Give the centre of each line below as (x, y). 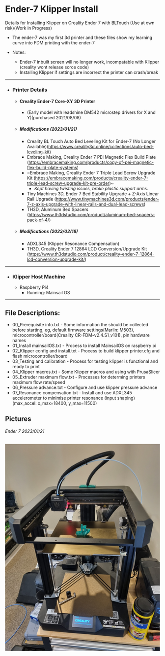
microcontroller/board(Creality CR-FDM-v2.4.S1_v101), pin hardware (81, 335)
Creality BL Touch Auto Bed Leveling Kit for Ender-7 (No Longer (91, 141)
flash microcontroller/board (40, 356)
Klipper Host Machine (39, 276)
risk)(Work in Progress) (29, 28)
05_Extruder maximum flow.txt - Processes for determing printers (79, 377)
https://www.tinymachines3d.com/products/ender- (107, 199)
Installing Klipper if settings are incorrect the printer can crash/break (89, 72)
